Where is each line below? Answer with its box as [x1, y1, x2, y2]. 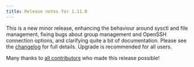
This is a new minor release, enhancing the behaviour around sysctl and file [6, 24, 188, 31]
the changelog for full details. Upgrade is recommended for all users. [6, 43, 172, 50]
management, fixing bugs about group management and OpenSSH [6, 30, 167, 38]
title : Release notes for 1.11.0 [6, 8, 88, 15]
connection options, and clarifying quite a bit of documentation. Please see [6, 37, 187, 44]
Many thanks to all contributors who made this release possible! [6, 54, 160, 61]
